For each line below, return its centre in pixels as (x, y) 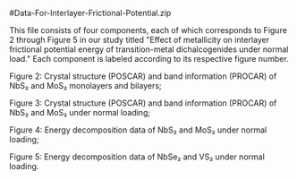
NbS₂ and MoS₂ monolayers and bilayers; (86, 86)
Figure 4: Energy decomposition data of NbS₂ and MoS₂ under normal (138, 130)
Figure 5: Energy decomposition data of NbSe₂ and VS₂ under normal (137, 157)
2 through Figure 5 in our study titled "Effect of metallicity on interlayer (140, 40)
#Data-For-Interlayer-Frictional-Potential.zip (90, 13)
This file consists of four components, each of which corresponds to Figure (148, 30)
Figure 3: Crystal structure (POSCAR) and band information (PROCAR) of (143, 103)
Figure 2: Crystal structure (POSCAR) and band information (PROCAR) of (143, 76)
